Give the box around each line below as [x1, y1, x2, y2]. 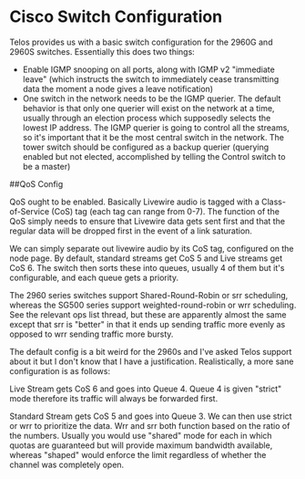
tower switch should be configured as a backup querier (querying [22, 141, 269, 152]
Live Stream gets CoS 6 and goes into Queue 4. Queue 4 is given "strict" [9, 383, 282, 394]
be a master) [22, 161, 71, 172]
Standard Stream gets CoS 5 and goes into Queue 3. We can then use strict [9, 411, 293, 422]
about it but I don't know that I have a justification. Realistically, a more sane [9, 356, 294, 367]
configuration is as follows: [9, 365, 111, 376]
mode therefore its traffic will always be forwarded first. [9, 392, 219, 403]
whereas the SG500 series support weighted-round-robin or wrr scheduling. [9, 299, 297, 310]
